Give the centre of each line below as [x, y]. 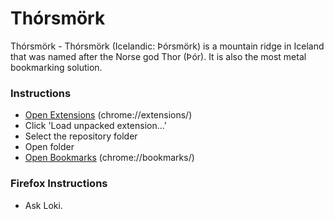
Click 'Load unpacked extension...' [95, 126]
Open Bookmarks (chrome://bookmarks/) [109, 158]
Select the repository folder [81, 136]
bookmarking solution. [56, 67]
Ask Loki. [43, 205]
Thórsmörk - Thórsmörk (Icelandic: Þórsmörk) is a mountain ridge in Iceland [167, 46]
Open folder [49, 147]
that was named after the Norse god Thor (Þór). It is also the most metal [158, 56]
